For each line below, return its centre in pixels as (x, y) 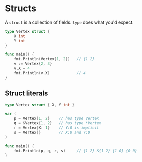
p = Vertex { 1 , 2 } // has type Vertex (57, 118)
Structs (21, 9)
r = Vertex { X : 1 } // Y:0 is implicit (57, 128)
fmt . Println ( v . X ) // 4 (50, 73)
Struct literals (27, 93)
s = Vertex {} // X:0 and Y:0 (52, 132)
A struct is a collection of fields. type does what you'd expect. (69, 22)
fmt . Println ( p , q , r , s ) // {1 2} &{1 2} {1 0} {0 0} (76, 151)
